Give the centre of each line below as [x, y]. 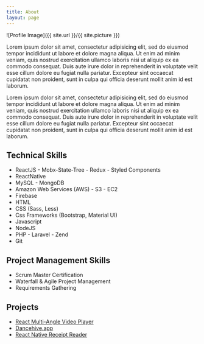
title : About [23, 12]
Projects [23, 307]
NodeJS [25, 228]
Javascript [28, 222]
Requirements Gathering [46, 288]
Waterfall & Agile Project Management [63, 281]
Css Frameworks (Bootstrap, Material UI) [66, 215]
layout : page [23, 18]
